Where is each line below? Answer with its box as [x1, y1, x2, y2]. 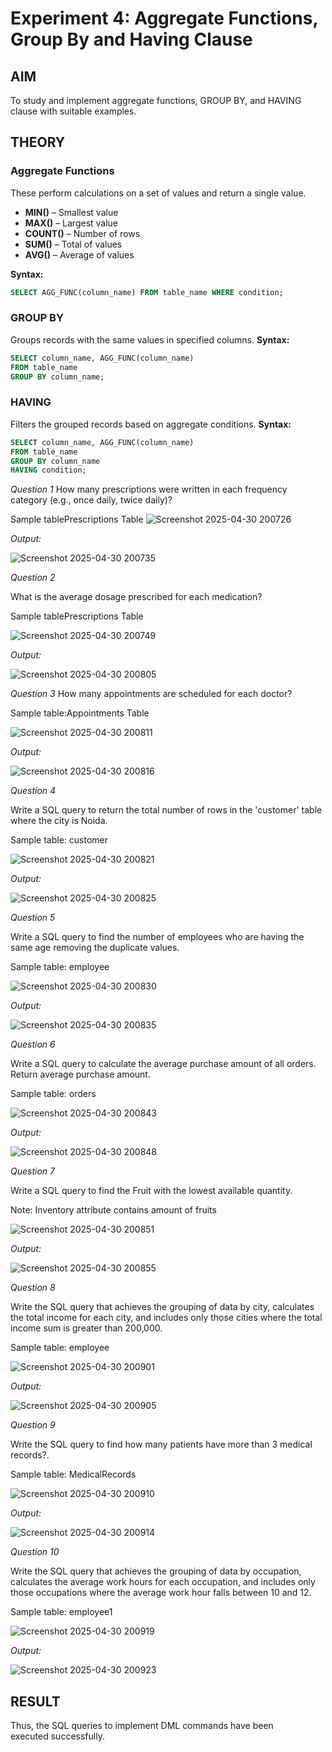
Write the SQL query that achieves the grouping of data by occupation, [10, 1565, 302, 1577]
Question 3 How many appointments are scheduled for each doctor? [10, 688, 293, 700]
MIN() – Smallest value [24, 206, 119, 218]
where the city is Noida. [10, 815, 108, 827]
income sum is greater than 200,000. [10, 1322, 163, 1334]
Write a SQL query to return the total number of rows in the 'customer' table [10, 804, 323, 816]
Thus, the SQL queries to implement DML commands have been [10, 1720, 274, 1732]
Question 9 [10, 1419, 56, 1431]
